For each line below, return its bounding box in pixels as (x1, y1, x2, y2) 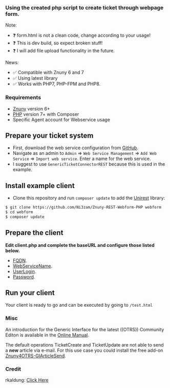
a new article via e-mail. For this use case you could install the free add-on (5, 347, 163, 353)
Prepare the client (5, 229, 63, 237)
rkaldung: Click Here (5, 377, 49, 383)
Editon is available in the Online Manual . (5, 332, 90, 338)
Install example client (5, 181, 75, 190)
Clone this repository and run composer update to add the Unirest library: (12, 195, 165, 201)
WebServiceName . (12, 263, 53, 269)
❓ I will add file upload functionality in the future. (12, 48, 115, 54)
